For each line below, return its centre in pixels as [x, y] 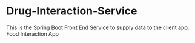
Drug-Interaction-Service [72, 11]
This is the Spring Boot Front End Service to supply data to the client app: [98, 27]
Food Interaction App [33, 33]
